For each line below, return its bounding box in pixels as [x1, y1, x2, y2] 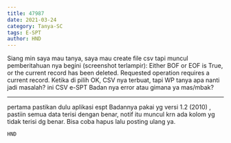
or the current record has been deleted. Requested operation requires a [7, 69, 210, 77]
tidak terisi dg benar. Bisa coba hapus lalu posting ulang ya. [7, 118, 176, 126]
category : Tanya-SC [7, 23, 63, 29]
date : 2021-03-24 [7, 16, 57, 23]
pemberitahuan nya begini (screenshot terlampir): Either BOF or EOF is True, [7, 62, 223, 70]
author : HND [7, 36, 41, 42]
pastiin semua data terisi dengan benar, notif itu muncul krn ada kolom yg [7, 110, 215, 118]
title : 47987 [7, 10, 45, 17]
